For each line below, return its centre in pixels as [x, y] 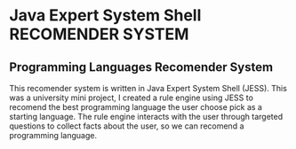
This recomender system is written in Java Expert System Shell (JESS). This [148, 88]
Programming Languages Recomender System [141, 67]
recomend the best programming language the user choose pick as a [136, 107]
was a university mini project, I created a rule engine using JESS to [131, 98]
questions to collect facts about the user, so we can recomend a [127, 126]
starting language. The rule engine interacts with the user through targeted [146, 117]
